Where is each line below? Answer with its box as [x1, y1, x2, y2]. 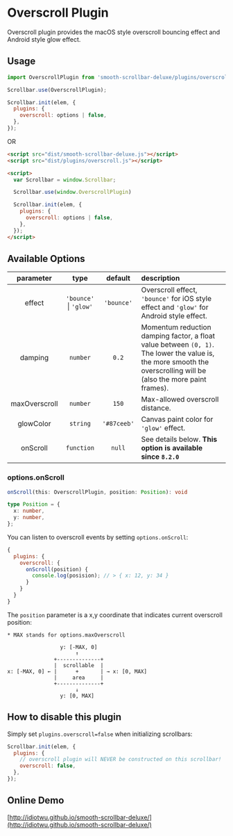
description [141, 273, 180, 283]
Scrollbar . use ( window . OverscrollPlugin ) [13, 189, 132, 196]
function [65, 444, 95, 452]
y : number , [13, 514, 45, 521]
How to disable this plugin [7, 711, 122, 723]
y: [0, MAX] [60, 692, 95, 699]
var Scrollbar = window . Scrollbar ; [13, 176, 116, 183]
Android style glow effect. [7, 35, 81, 43]
